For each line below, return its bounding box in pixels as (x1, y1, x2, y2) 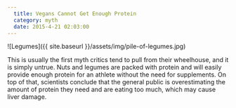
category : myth (13, 17, 58, 24)
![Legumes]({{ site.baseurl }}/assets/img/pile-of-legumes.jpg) (7, 43, 186, 51)
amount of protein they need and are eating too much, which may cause (7, 85, 216, 94)
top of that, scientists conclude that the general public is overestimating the (7, 78, 226, 86)
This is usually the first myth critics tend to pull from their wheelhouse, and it (7, 56, 229, 64)
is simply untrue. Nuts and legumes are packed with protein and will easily (7, 63, 222, 72)
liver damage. (7, 93, 47, 101)
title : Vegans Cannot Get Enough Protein (13, 10, 137, 17)
